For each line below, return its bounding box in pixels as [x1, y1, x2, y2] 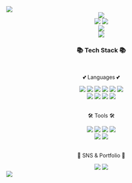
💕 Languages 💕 [83, 73, 120, 81]
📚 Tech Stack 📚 [76, 46, 127, 54]
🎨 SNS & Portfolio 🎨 [77, 152, 125, 159]
